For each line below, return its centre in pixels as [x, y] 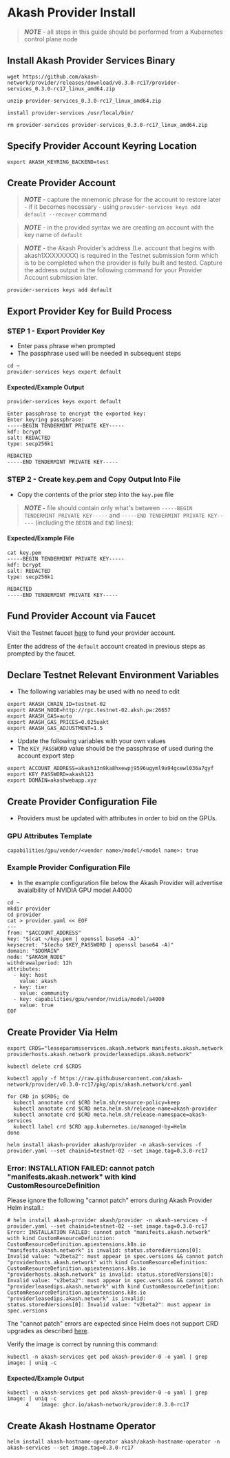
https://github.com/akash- [61, 77]
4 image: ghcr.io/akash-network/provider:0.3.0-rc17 [107, 1405]
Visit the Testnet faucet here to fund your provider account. [91, 633]
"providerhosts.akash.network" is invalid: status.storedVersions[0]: [111, 1274]
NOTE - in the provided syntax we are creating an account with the [119, 227]
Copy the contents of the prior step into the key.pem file [95, 494]
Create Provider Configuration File [82, 801]
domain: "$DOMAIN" [33, 951]
